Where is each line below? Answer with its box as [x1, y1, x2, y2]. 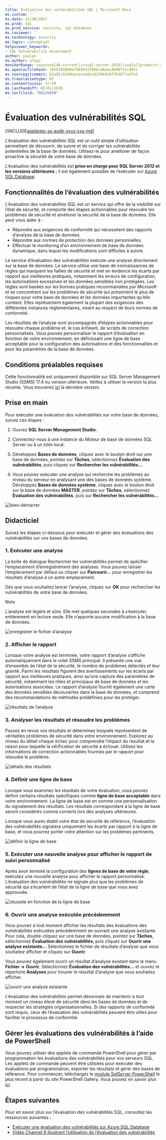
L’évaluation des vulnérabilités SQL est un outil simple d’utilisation [5, 137, 139, 144]
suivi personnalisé [5, 857, 50, 864]
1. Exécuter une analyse [5, 547, 63, 554]
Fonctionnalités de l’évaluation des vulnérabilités [5, 188, 160, 197]
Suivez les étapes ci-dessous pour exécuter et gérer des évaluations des [5, 530, 154, 536]
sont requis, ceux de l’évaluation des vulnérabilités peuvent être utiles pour [5, 1009, 158, 1015]
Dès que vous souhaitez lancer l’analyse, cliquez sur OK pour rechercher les [5, 584, 161, 590]
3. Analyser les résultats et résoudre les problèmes [5, 717, 130, 724]
